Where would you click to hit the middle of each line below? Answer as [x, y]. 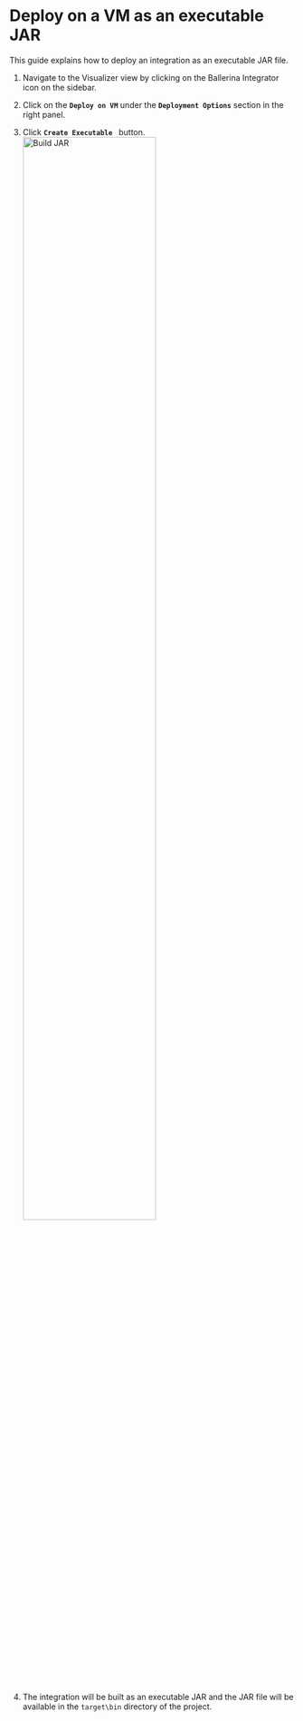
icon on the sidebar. [59, 87]
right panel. [44, 114]
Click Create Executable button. [84, 131]
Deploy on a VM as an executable [137, 16]
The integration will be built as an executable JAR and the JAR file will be [158, 1697]
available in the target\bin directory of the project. [117, 1706]
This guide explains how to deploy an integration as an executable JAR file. [149, 60]
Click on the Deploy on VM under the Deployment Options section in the [153, 104]
